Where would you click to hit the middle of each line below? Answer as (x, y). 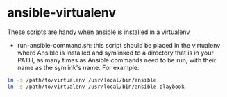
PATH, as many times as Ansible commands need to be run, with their (117, 60)
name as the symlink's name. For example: (78, 67)
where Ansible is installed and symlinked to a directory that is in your (115, 53)
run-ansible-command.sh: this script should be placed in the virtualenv (119, 45)
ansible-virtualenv (62, 13)
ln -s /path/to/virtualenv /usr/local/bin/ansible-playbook (96, 87)
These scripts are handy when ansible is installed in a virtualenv (99, 32)
